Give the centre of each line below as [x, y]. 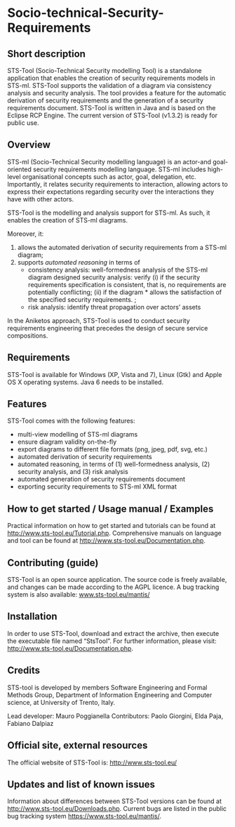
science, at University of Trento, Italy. [61, 702]
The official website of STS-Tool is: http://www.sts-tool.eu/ [92, 762]
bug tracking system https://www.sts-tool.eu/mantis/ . [84, 816]
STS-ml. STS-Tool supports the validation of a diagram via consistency [109, 85]
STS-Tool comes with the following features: [71, 421]
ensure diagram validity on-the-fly [67, 442]
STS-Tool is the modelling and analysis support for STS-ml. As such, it [109, 213]
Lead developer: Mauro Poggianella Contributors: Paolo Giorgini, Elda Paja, [115, 716]
